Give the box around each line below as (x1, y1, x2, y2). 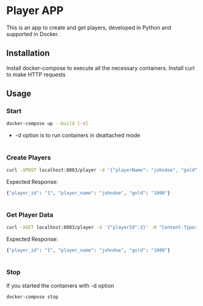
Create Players (6, 153, 51, 162)
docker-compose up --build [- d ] (6, 120, 88, 127)
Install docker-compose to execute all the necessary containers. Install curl (6, 64, 195, 71)
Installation (6, 48, 50, 59)
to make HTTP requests (6, 71, 66, 78)
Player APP (6, 4, 64, 18)
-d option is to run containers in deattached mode (15, 132, 140, 139)
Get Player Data (6, 210, 54, 219)
